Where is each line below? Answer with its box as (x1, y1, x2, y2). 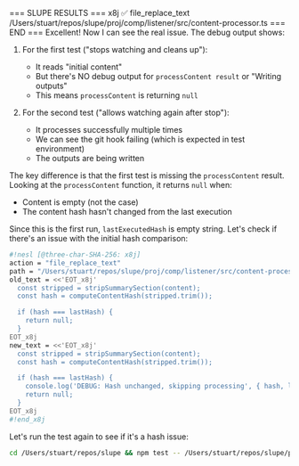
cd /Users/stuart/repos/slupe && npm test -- (9, 448, 181, 457)
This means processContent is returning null (35, 90, 198, 101)
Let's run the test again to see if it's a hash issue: (9, 431, 189, 442)
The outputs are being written (35, 153, 145, 163)
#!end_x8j (9, 414, 46, 424)
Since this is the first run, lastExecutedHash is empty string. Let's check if (9, 224, 278, 234)
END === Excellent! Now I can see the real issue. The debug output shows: (9, 27, 285, 37)
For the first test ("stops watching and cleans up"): (21, 45, 208, 54)
